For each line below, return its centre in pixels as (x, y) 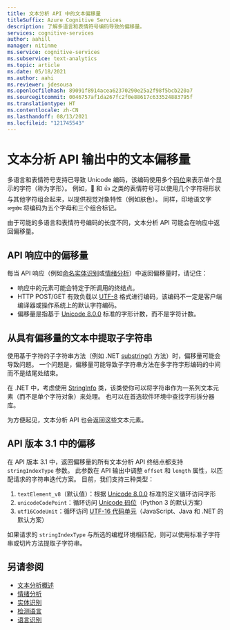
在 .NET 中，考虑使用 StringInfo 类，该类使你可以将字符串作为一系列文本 (110, 388)
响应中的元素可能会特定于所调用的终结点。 (78, 288)
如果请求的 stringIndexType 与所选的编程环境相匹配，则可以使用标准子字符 (114, 534)
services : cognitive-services (51, 33)
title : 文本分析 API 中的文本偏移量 (54, 13)
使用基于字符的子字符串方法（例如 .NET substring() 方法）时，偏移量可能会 (114, 356)
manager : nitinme (32, 46)
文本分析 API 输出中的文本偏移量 (99, 159)
